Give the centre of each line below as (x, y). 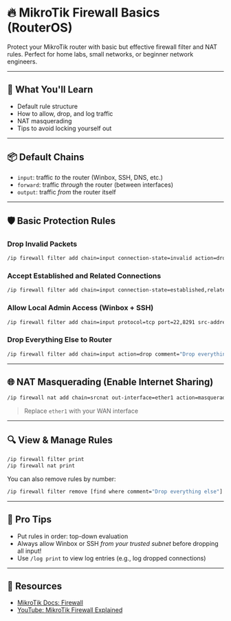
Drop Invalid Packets (42, 244)
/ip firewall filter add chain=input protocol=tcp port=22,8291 (101, 322)
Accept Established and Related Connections (84, 276)
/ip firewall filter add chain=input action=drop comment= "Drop (101, 354)
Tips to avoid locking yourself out (64, 128)
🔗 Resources (35, 586)
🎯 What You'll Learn (50, 90)
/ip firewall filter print (46, 460)
